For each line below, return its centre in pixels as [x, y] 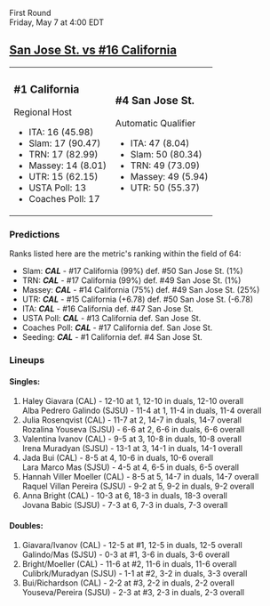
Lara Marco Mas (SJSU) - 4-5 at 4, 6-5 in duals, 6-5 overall [131, 467]
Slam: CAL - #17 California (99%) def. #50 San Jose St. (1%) [132, 271]
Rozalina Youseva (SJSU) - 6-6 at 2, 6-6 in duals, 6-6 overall [133, 430]
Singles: [25, 381]
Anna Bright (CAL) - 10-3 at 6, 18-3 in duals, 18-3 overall [125, 496]
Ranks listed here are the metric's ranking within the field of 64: [125, 254]
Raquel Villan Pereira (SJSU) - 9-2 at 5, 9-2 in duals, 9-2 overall [138, 486]
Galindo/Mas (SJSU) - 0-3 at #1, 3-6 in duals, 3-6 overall [126, 554]
